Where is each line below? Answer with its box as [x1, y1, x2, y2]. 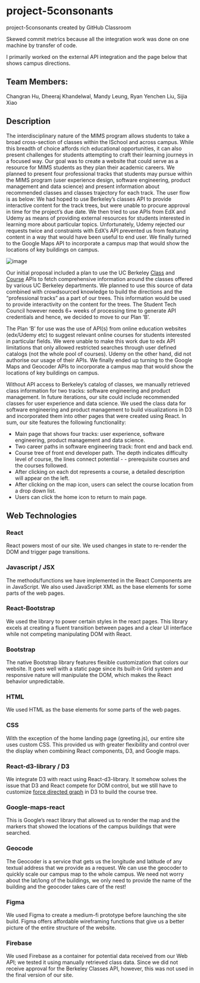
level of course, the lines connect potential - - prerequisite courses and [14, 455, 190, 463]
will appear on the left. [14, 475, 70, 482]
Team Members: [6, 77, 68, 87]
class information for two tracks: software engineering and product [6, 387, 171, 394]
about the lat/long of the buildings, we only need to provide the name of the [6, 876, 192, 884]
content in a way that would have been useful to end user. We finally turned [6, 233, 192, 241]
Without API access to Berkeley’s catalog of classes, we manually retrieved [6, 380, 190, 388]
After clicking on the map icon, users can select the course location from [14, 480, 193, 488]
